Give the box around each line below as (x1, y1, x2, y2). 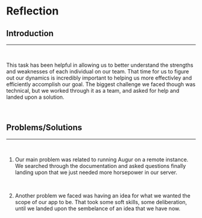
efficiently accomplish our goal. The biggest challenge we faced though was (6, 81, 196, 88)
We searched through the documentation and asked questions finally (14, 162, 186, 169)
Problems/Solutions (6, 122, 82, 133)
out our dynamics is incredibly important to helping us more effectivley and (6, 74, 192, 81)
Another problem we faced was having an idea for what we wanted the (14, 192, 191, 199)
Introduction (6, 28, 54, 39)
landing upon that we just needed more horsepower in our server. (14, 169, 177, 176)
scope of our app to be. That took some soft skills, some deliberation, (14, 198, 188, 205)
